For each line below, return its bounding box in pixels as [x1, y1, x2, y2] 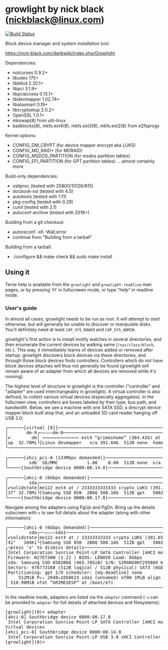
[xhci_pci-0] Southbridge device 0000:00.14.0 [5, 629, 121, 635]
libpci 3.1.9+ [12, 85, 37, 91]
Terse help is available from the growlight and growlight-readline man [5, 281, 151, 287]
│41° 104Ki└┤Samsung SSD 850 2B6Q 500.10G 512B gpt [5, 540, 145, 545]
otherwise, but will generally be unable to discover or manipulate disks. [5, 321, 151, 328]
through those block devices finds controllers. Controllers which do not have [5, 358, 163, 364]
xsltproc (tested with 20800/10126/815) [12, 183, 93, 189]
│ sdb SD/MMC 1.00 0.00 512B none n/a [5, 460, 161, 466]
